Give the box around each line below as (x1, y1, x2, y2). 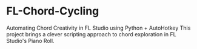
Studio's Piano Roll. (6, 37, 55, 44)
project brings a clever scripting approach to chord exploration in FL (6, 30, 177, 38)
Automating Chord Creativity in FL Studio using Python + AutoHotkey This (6, 24, 191, 31)
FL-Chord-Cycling (6, 4, 99, 18)
